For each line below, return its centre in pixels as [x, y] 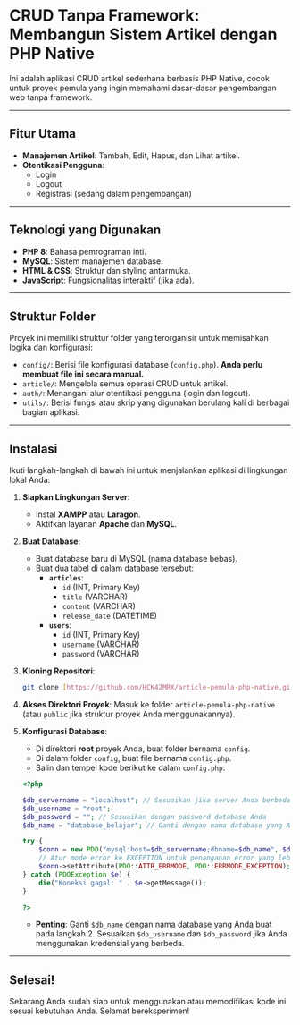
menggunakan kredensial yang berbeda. [110, 944]
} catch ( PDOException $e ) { [76, 874]
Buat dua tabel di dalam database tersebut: [115, 568]
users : [60, 625]
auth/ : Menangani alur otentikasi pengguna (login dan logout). [137, 394]
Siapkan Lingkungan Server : [76, 497]
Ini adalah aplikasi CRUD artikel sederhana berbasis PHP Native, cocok [140, 78]
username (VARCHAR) [101, 644]
